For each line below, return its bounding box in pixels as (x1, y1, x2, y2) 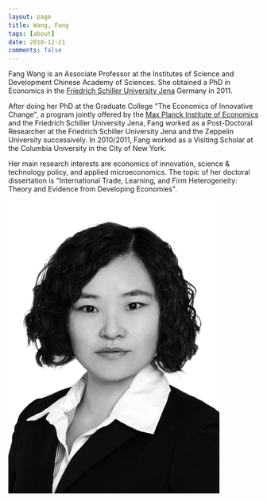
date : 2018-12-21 (8, 38, 66, 46)
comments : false (8, 46, 62, 55)
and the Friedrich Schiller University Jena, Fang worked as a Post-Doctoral (8, 118, 253, 128)
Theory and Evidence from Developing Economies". (8, 184, 177, 194)
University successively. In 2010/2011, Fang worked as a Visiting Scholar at (8, 135, 253, 145)
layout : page (8, 13, 52, 21)
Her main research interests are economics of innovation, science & (8, 159, 230, 168)
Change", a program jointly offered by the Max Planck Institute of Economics (8, 110, 259, 119)
